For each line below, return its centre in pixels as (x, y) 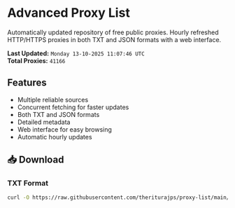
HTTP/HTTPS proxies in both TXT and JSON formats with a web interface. (114, 39)
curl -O (19, 197)
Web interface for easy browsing (64, 129)
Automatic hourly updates (55, 137)
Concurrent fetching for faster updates (73, 107)
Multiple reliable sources (53, 99)
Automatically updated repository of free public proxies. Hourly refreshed (113, 32)
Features (27, 83)
